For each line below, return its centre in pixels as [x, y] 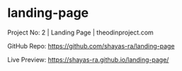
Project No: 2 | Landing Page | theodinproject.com [80, 32]
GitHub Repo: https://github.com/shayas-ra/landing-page [91, 46]
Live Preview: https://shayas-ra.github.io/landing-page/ [88, 59]
